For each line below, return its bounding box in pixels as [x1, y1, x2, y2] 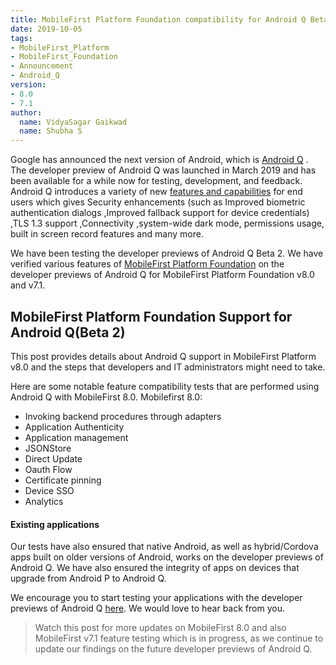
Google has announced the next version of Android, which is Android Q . [10, 154, 309, 166]
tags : [10, 33, 33, 43]
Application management [24, 431, 129, 443]
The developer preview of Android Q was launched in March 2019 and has [10, 164, 317, 176]
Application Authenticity [24, 421, 125, 433]
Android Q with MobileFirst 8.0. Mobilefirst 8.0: [10, 391, 203, 403]
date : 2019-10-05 [10, 24, 83, 34]
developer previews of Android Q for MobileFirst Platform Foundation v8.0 [10, 269, 315, 281]
